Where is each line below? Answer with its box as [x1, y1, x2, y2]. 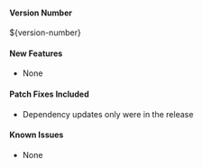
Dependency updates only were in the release [22, 108, 194, 119]
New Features [9, 48, 63, 59]
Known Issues [9, 129, 64, 140]
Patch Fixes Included [9, 89, 90, 99]
